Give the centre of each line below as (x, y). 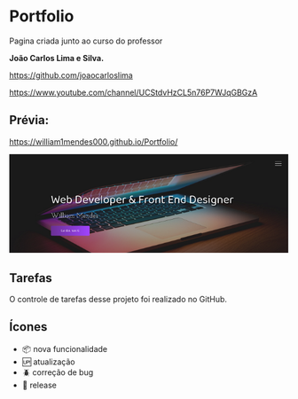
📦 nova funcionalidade (65, 348)
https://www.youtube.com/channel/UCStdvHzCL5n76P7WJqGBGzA (133, 92)
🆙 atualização (48, 362)
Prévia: (29, 120)
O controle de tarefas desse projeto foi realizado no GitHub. (118, 300)
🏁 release (39, 385)
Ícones (28, 327)
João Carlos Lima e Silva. (57, 58)
